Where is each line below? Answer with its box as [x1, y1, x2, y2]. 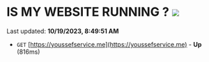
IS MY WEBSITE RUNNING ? [6, 4, 170, 20]
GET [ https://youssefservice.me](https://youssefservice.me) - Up [16, 40, 202, 48]
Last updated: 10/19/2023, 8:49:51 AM [6, 27, 119, 35]
